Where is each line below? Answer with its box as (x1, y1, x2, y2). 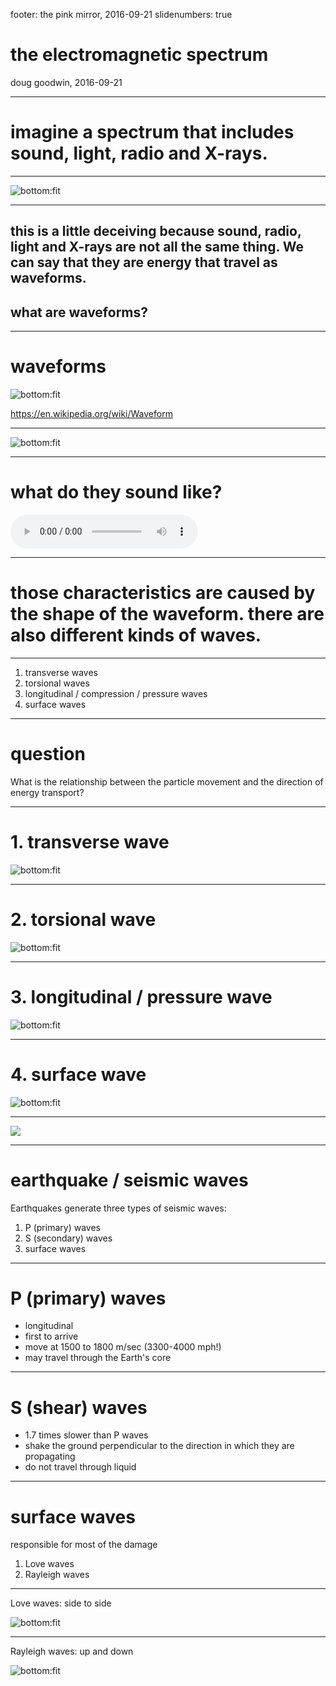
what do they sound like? (10, 481, 223, 504)
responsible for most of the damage (10, 1539, 158, 1551)
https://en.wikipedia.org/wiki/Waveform (10, 408, 173, 420)
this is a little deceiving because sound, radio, (10, 223, 302, 240)
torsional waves (24, 677, 90, 689)
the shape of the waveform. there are (10, 603, 325, 626)
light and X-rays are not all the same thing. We (10, 239, 305, 256)
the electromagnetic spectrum (10, 44, 269, 66)
